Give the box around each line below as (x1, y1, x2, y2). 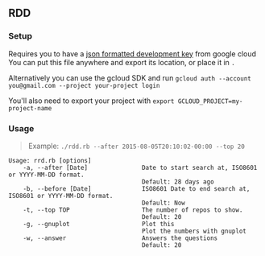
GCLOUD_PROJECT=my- (177, 97, 243, 105)
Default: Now (141, 199, 185, 207)
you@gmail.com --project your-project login (8, 81, 160, 89)
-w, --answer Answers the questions (23, 233, 218, 242)
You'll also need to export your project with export (8, 96, 175, 105)
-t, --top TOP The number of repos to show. (23, 205, 243, 214)
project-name (8, 104, 52, 112)
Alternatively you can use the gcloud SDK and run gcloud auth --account (8, 72, 251, 83)
